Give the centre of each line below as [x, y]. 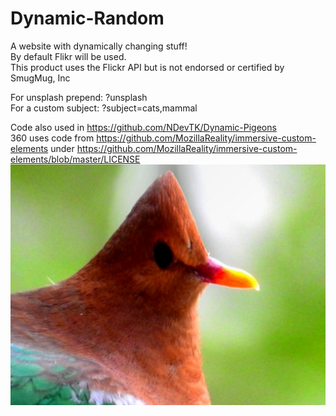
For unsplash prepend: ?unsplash [79, 97]
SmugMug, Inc [40, 78]
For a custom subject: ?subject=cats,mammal [104, 108]
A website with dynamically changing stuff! [99, 46]
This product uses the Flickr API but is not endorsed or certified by [147, 67]
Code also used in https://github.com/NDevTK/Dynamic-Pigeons [143, 127]
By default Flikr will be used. [68, 56]
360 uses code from [52, 138]
